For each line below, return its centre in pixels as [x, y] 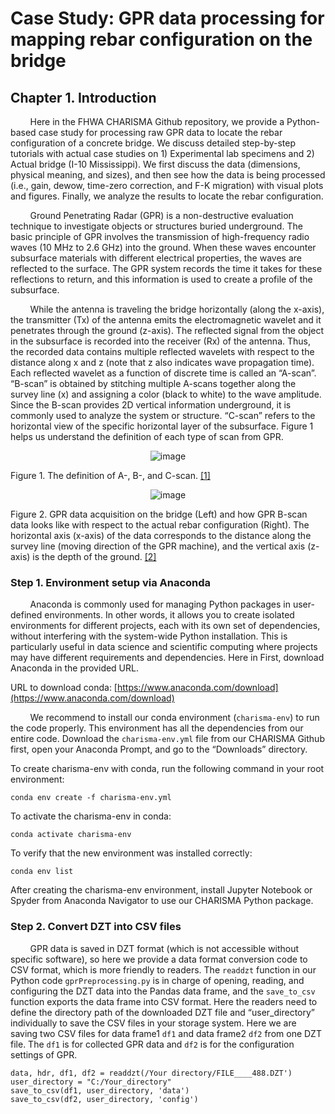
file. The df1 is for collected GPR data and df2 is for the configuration [152, 1044]
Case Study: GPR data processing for [167, 18]
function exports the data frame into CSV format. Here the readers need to [164, 1001]
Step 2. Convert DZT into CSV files [96, 927]
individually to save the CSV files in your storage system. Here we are [153, 1023]
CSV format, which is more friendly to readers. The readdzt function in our [163, 969]
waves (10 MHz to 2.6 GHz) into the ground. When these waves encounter [163, 247]
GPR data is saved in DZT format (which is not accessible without [164, 948]
